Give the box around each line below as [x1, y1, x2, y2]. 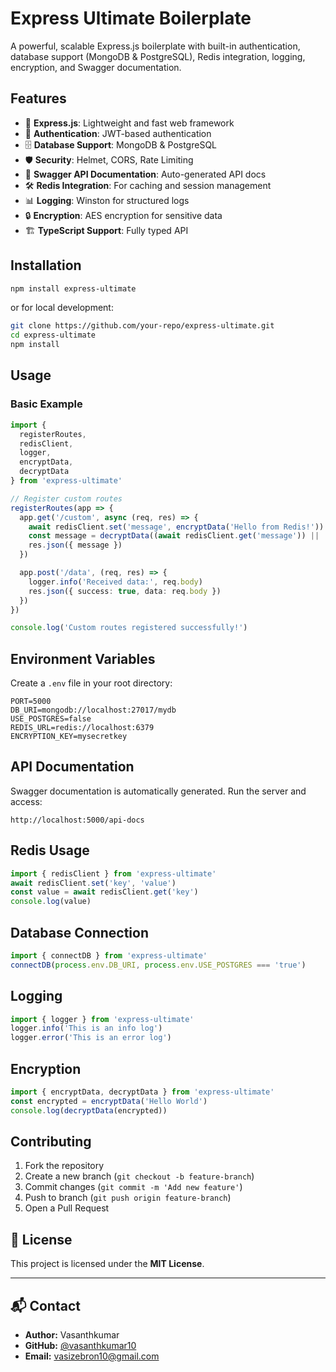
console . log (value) [10, 897, 92, 907]
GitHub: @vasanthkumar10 [24, 1340, 137, 1352]
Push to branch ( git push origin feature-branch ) [24, 1192, 232, 1204]
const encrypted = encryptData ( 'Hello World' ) [10, 1096, 208, 1106]
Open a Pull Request [24, 1202, 110, 1214]
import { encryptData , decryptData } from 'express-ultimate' [10, 1087, 275, 1097]
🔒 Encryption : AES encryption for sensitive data [24, 209, 223, 221]
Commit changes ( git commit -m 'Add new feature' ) [24, 1181, 243, 1193]
